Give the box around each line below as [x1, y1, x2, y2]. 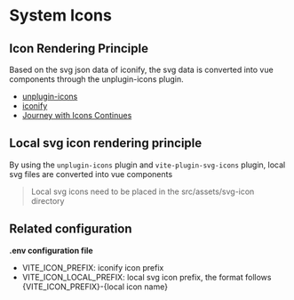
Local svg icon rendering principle [9, 135, 203, 151]
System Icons [9, 5, 113, 26]
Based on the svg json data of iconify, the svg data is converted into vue [9, 64, 274, 75]
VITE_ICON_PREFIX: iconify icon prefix [21, 262, 164, 272]
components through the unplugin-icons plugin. [9, 74, 184, 85]
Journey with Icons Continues [21, 110, 132, 120]
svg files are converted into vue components [9, 168, 173, 179]
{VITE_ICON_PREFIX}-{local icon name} [21, 281, 169, 292]
